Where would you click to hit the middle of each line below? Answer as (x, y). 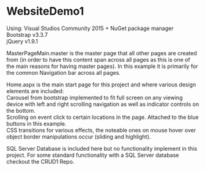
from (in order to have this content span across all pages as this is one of (99, 59)
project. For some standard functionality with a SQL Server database (93, 155)
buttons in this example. (36, 123)
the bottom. (21, 110)
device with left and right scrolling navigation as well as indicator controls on (103, 104)
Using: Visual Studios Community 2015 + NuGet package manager (90, 28)
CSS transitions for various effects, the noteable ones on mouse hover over (101, 130)
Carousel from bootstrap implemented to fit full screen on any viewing (95, 97)
